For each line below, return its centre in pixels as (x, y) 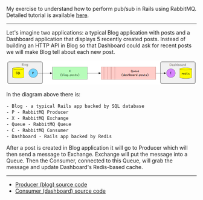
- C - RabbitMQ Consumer (37, 130)
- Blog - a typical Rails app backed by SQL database (76, 106)
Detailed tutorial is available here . (48, 15)
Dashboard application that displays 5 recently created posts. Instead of (96, 39)
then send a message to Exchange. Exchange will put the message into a (97, 154)
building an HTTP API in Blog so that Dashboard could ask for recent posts (99, 45)
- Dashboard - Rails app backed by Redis (59, 136)
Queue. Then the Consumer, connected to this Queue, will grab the (90, 161)
